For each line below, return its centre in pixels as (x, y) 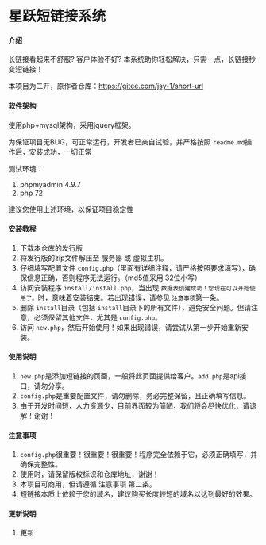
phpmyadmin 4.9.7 (50, 184)
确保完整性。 (40, 464)
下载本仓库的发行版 (51, 248)
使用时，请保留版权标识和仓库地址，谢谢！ (89, 474)
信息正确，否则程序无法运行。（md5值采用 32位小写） (114, 278)
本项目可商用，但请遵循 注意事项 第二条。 (88, 484)
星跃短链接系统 (57, 16)
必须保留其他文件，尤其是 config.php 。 (98, 317)
